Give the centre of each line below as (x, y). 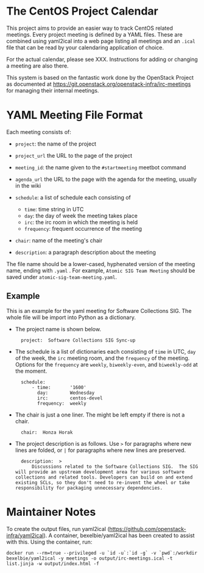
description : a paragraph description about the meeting (86, 252)
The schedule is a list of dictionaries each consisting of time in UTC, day (105, 351)
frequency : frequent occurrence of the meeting (83, 228)
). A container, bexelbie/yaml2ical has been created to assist (119, 535)
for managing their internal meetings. (53, 90)
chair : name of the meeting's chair (59, 240)
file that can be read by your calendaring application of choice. (85, 47)
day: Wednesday (66, 393)
